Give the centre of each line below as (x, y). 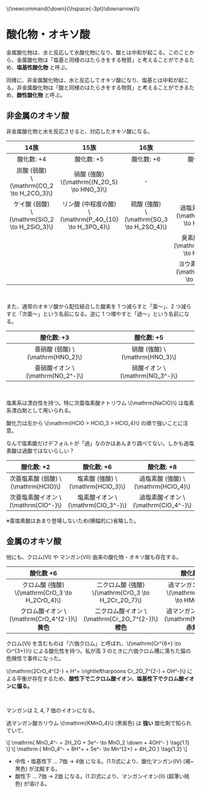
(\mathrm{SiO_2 (32, 219)
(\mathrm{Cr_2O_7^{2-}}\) (121, 619)
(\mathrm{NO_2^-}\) (55, 375)
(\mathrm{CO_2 (32, 186)
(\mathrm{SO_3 (146, 219)
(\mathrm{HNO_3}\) (149, 357)
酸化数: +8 (162, 467)
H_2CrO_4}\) (43, 600)
